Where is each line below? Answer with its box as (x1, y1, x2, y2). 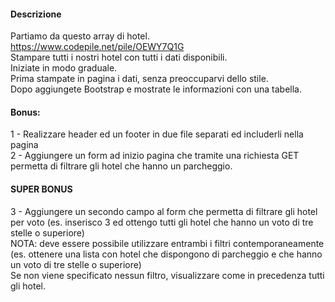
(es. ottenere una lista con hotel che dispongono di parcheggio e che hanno (10, 248, 323, 260)
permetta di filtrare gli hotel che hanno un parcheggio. (10, 160, 233, 172)
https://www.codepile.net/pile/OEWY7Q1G (10, 41, 185, 53)
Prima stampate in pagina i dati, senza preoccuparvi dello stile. (10, 73, 269, 85)
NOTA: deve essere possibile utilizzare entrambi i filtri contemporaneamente (10, 237, 325, 249)
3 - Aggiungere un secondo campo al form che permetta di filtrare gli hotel (10, 205, 318, 217)
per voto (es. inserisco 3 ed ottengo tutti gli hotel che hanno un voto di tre (10, 216, 314, 228)
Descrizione (10, 8, 62, 20)
